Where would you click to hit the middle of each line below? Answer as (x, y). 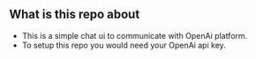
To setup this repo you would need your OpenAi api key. (124, 45)
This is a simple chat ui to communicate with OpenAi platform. (135, 35)
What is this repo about (75, 15)
